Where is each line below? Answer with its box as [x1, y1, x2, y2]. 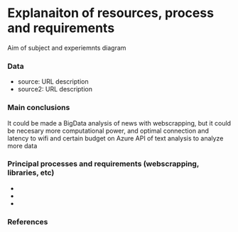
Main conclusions [7, 103, 70, 113]
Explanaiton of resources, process [7, 5, 215, 21]
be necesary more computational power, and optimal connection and [7, 126, 210, 135]
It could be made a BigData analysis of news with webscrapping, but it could [7, 118, 232, 127]
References [7, 216, 48, 226]
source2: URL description [17, 85, 92, 94]
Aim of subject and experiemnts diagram [7, 43, 126, 52]
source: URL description [17, 77, 89, 86]
